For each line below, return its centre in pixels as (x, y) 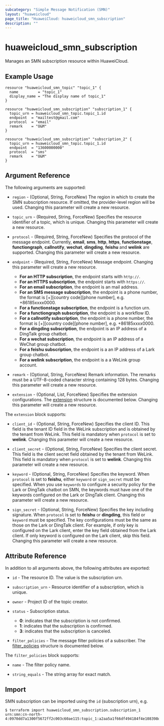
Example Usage (29, 76)
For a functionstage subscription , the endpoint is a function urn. (85, 308)
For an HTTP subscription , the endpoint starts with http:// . (80, 276)
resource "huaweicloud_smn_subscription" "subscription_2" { (69, 139)
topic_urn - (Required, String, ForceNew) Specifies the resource (77, 217)
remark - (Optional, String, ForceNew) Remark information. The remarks (84, 374)
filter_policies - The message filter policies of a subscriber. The (79, 640)
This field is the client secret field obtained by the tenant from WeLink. (83, 454)
